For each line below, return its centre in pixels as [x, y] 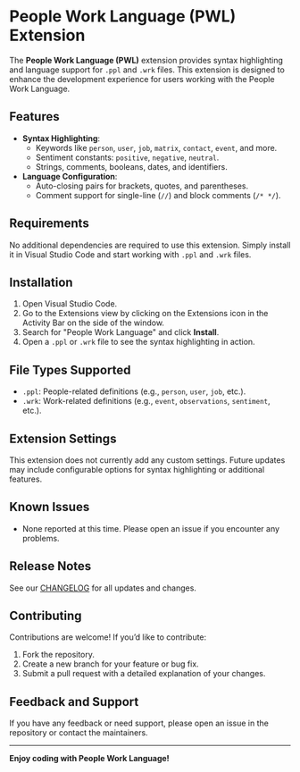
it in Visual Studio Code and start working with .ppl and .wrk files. [130, 254]
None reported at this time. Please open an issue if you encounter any [150, 528]
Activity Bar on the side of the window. [93, 323]
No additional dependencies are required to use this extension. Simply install [150, 245]
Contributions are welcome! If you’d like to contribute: [108, 637]
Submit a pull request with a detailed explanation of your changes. [144, 674]
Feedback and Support [74, 702]
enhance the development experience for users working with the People [142, 79]
